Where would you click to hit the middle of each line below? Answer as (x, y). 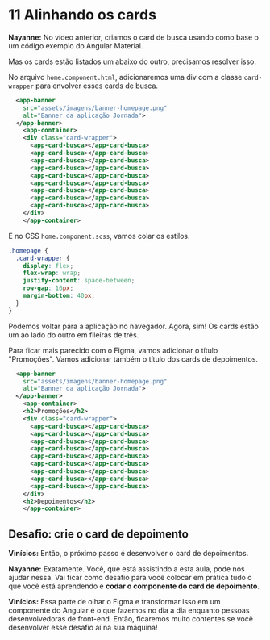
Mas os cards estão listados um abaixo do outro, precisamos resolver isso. (132, 61)
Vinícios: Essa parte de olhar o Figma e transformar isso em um (114, 602)
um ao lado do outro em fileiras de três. (74, 335)
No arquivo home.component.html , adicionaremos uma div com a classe (125, 77)
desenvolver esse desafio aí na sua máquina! (83, 628)
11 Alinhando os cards (83, 15)
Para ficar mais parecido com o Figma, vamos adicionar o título (113, 350)
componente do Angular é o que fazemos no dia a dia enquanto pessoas (129, 610)
